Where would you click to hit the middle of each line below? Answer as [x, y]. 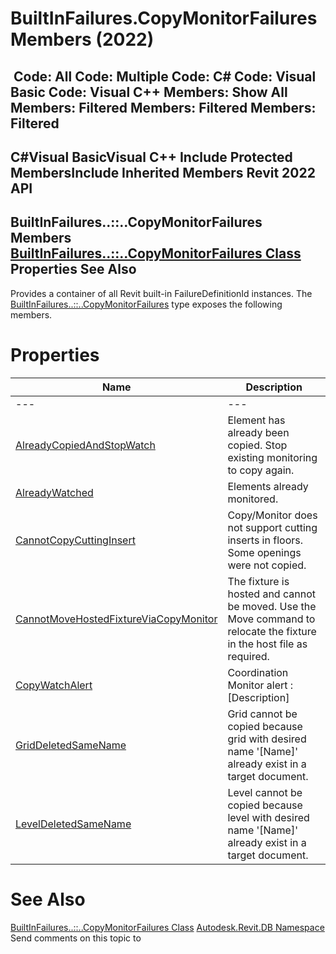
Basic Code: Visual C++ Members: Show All [149, 92]
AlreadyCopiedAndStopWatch [85, 445]
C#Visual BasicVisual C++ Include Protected [151, 157]
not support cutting [272, 527]
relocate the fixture [272, 631]
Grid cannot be [262, 714]
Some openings [264, 552]
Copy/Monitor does [272, 515]
